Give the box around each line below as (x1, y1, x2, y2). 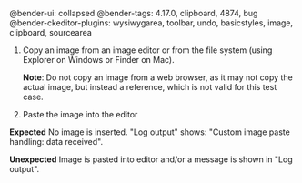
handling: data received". (9, 137, 103, 147)
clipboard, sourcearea (9, 27, 93, 37)
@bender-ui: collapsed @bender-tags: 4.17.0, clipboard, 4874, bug (9, 8, 258, 18)
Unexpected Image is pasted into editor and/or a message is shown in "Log (9, 154, 293, 165)
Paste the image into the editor (22, 109, 138, 119)
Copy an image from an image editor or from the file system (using (22, 45, 273, 56)
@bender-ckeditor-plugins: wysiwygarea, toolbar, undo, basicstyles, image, (9, 17, 294, 28)
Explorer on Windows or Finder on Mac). (22, 55, 175, 65)
